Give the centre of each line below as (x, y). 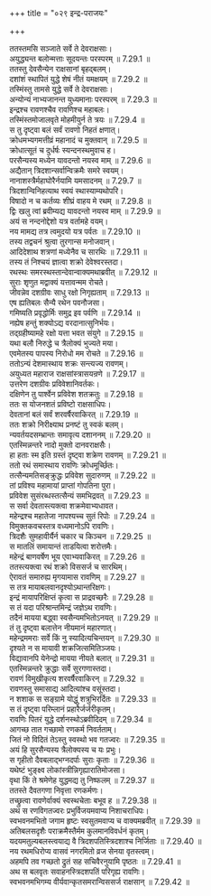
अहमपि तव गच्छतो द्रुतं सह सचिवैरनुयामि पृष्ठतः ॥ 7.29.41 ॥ (95, 861)
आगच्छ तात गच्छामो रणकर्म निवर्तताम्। (63, 729)
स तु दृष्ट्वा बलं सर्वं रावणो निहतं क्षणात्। (65, 130)
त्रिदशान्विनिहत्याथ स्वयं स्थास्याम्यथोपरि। (67, 191)
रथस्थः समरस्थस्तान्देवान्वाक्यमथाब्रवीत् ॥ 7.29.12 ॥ (83, 272)
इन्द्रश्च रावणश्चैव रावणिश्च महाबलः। (60, 109)
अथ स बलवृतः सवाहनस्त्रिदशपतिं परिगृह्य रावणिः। (78, 872)
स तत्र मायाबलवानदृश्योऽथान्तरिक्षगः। (60, 587)
